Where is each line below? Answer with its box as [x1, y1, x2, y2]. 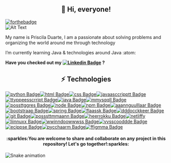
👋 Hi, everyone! [61, 5, 111, 14]
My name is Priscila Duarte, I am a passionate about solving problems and [5, 34, 161, 40]
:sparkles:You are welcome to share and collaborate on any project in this [6, 135, 166, 141]
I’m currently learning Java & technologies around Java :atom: [5, 49, 136, 55]
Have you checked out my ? [5, 59, 105, 66]
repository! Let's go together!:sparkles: [42, 141, 130, 147]
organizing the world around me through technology [5, 39, 116, 46]
